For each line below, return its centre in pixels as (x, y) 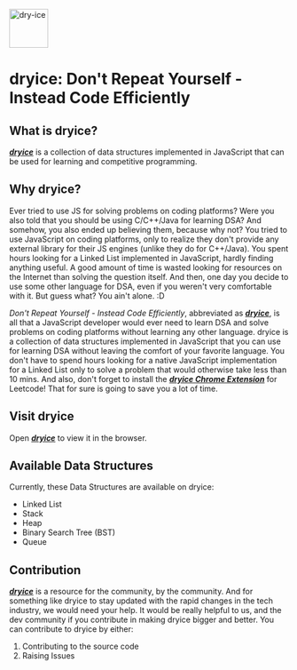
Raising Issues (48, 656)
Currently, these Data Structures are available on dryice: (112, 487)
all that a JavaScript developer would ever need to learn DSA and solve (139, 322)
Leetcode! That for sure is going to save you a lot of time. (114, 388)
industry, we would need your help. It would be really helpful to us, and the (145, 610)
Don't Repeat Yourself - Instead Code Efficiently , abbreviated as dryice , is (145, 313)
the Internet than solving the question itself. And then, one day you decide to (149, 276)
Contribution (45, 570)
